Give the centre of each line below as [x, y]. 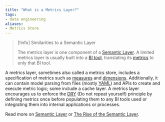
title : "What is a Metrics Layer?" [42, 10]
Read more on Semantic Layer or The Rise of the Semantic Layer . [72, 114]
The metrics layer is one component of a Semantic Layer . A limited [86, 52]
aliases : [14, 24]
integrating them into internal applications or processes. [63, 104]
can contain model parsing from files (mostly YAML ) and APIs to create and [83, 83]
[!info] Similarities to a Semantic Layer [56, 42]
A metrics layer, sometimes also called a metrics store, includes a [72, 72]
